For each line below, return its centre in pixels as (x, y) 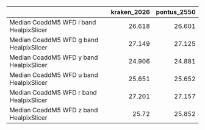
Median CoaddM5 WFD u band (54, 75)
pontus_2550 (176, 12)
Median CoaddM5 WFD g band (54, 40)
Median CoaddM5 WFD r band (53, 92)
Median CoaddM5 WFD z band (54, 110)
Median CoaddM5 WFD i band (53, 22)
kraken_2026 (131, 12)
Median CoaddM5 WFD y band (54, 57)
